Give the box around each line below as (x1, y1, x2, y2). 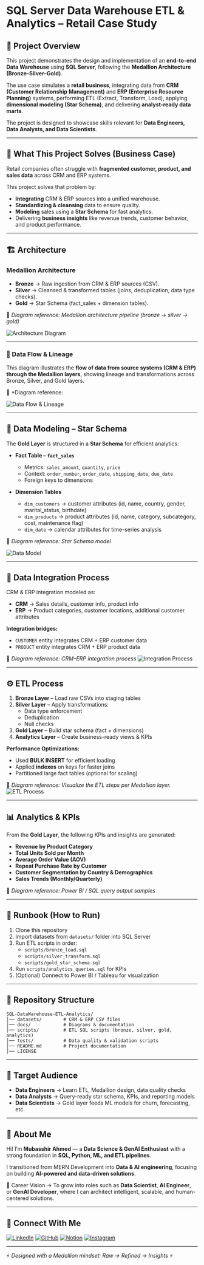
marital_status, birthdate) (24, 506, 87, 513)
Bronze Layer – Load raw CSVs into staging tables (15, 694, 141, 702)
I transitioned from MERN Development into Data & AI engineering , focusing (6, 1164, 197, 1171)
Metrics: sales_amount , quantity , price (24, 463, 121, 471)
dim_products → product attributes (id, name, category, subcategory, (24, 513, 196, 520)
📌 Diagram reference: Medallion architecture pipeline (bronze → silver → (6, 311, 188, 318)
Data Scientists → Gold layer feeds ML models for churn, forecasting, (15, 1099, 190, 1106)
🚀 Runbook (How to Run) (6, 910, 101, 920)
